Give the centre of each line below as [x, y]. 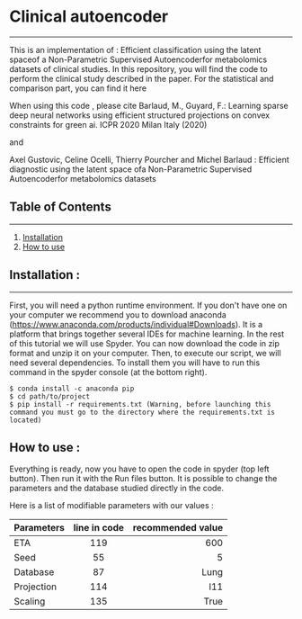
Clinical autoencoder [89, 17]
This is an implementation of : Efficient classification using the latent [135, 49]
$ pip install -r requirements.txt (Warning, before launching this [140, 404]
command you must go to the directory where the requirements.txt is [142, 412]
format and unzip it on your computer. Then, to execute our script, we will [145, 353]
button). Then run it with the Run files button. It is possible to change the [143, 479]
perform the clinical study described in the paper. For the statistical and [142, 78]
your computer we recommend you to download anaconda [118, 314]
